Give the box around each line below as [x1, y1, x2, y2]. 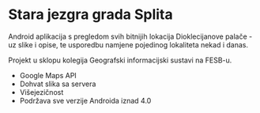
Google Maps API [19, 70, 77, 80]
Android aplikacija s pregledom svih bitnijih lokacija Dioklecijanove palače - [8, 32, 253, 41]
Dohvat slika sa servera [19, 79, 96, 89]
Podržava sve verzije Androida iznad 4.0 [19, 96, 152, 105]
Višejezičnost [19, 87, 64, 96]
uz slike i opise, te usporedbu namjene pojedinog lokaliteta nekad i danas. [8, 40, 249, 49]
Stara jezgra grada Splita [8, 6, 173, 24]
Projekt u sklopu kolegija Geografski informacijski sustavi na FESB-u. [8, 55, 232, 65]
